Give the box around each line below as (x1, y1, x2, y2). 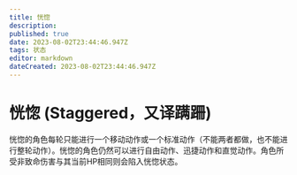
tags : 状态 (9, 46, 47, 55)
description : (9, 21, 57, 30)
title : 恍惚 (9, 12, 50, 22)
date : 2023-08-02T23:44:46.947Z (9, 37, 128, 47)
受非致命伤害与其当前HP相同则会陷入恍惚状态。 (9, 156, 183, 166)
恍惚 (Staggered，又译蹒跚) (9, 103, 212, 124)
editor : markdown (9, 54, 73, 63)
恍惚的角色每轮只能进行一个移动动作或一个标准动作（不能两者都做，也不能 (9, 133, 280, 144)
